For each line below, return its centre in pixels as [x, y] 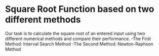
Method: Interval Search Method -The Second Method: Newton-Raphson [79, 44]
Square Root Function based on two [80, 9]
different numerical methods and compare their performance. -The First [78, 39]
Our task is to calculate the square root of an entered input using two [75, 33]
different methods [43, 20]
